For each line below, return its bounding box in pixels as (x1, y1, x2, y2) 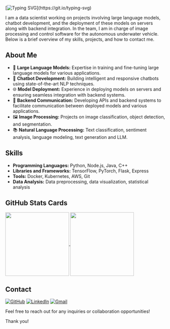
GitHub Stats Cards (5, 199, 68, 207)
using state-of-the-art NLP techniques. (12, 80, 95, 86)
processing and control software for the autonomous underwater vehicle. (5, 31, 159, 37)
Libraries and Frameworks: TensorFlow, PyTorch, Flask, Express (12, 168, 149, 174)
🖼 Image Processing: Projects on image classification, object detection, (12, 113, 165, 119)
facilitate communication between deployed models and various (12, 102, 147, 109)
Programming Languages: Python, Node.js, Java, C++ (12, 162, 128, 168)
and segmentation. (12, 121, 52, 127)
